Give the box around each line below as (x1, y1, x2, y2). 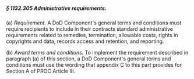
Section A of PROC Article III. (6, 67, 76, 74)
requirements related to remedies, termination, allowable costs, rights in (6, 31, 178, 38)
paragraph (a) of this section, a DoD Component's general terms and (6, 55, 171, 62)
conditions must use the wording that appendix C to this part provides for (6, 61, 182, 68)
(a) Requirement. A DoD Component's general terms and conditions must (6, 19, 182, 26)
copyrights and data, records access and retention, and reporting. (6, 38, 164, 45)
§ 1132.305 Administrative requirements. (6, 5, 107, 12)
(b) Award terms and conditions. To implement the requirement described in (6, 49, 189, 56)
